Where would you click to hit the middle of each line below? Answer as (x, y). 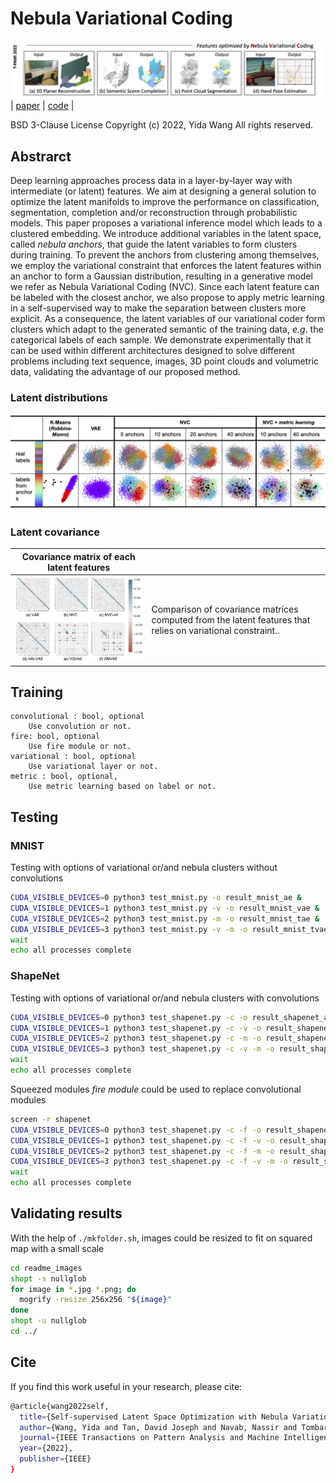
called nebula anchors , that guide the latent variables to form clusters (154, 244)
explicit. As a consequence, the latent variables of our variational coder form (168, 319)
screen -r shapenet (51, 1119)
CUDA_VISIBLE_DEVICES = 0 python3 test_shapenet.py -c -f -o (136, 1130)
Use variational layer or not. (93, 767)
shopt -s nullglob (48, 1278)
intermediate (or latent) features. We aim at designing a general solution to (163, 191)
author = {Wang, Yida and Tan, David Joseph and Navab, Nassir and (158, 1427)
